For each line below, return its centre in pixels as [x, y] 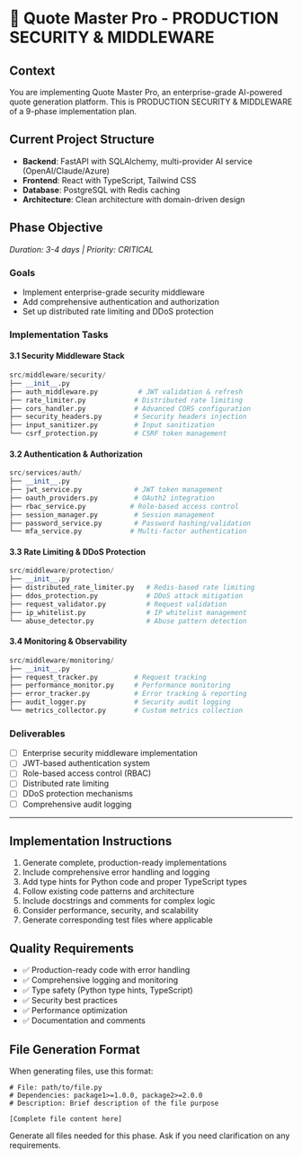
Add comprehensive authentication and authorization [121, 301]
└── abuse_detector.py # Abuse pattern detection [128, 621]
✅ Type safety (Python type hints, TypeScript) [107, 990]
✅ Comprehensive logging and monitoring [100, 980]
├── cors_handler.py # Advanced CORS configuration [130, 408]
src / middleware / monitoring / [62, 660]
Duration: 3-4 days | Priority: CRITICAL [82, 249]
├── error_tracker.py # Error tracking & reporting [128, 694]
